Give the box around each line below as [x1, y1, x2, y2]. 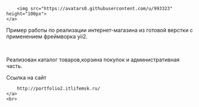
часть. [6, 63, 23, 69]
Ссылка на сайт [6, 74, 47, 81]
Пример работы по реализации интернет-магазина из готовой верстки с [6, 27, 194, 33]
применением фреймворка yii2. [6, 33, 88, 40]
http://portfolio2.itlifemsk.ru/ [17, 85, 101, 91]
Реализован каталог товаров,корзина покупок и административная [6, 56, 180, 63]
